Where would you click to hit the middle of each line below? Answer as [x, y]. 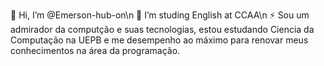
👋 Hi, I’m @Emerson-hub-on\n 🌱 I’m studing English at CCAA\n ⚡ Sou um [160, 15]
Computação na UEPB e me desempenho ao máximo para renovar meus [159, 40]
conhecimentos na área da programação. [95, 50]
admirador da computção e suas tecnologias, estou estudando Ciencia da [162, 29]
